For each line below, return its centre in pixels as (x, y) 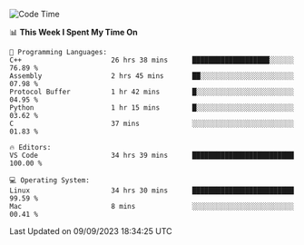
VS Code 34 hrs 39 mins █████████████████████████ (152, 155)
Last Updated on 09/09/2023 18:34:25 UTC (91, 231)
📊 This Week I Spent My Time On (74, 32)
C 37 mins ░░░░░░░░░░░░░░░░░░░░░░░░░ (152, 123)
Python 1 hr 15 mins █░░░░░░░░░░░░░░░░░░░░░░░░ (152, 108)
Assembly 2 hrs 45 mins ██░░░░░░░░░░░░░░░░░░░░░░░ (152, 76)
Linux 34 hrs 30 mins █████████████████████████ (152, 191)
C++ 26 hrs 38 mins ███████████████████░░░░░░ (152, 60)
